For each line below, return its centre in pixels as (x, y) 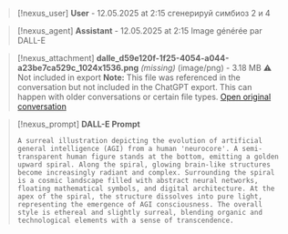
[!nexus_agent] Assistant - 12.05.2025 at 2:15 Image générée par (139, 31)
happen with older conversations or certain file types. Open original (144, 97)
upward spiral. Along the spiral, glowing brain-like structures (144, 165)
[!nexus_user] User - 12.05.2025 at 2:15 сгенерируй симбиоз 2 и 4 (144, 13)
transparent (40, 157)
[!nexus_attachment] (56, 58)
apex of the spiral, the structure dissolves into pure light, (140, 197)
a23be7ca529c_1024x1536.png (78, 68)
